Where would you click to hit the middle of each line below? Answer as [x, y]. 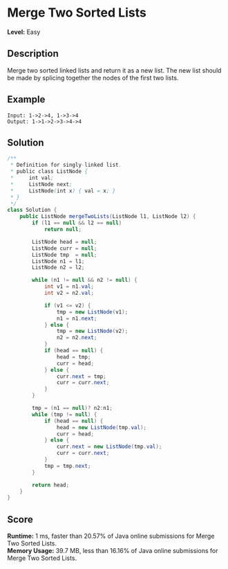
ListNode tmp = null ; [65, 255]
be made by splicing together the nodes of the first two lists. [93, 78]
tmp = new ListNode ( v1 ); [92, 312]
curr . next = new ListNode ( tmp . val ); [109, 447]
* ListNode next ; [41, 184]
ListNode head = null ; [65, 242]
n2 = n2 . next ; [77, 338]
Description [33, 54]
